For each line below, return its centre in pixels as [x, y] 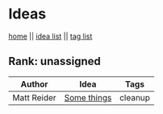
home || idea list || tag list [50, 36]
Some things [88, 97]
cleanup [135, 97]
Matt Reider [34, 97]
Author [34, 83]
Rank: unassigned [54, 61]
